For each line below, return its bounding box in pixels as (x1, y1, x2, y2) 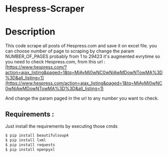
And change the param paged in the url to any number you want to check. (5, 95, 159, 101)
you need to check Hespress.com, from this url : (5, 59, 105, 65)
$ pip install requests (5, 142, 55, 147)
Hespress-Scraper (5, 3, 85, 15)
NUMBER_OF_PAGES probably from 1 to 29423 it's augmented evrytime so (5, 53, 160, 59)
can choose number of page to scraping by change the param (5, 48, 135, 54)
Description (5, 26, 55, 38)
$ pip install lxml (5, 137, 46, 142)
